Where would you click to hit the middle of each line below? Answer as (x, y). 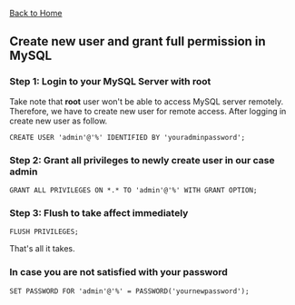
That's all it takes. (42, 249)
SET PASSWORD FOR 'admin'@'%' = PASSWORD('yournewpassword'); (129, 291)
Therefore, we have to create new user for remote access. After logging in (148, 111)
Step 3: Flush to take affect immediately (99, 212)
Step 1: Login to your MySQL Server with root (110, 82)
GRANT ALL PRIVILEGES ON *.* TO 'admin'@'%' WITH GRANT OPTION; (133, 190)
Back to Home (36, 13)
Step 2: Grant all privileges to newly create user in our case (142, 160)
